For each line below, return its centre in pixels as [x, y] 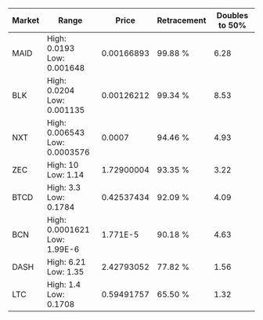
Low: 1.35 [65, 272]
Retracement [182, 20]
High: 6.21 [66, 262]
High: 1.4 [63, 284]
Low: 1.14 [65, 175]
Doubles [232, 15]
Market [26, 20]
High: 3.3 [63, 187]
